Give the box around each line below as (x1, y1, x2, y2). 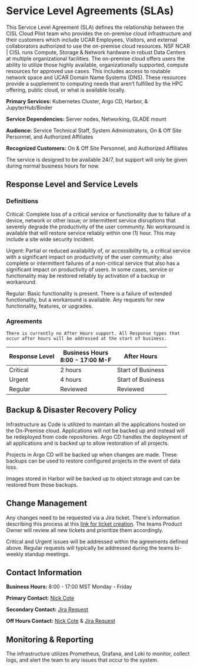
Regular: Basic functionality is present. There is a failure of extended (6, 290, 172, 297)
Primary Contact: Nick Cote (6, 595, 75, 602)
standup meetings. (24, 550, 70, 557)
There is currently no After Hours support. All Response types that (6, 330, 181, 336)
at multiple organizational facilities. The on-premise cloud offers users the (6, 55, 185, 62)
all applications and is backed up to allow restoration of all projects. (6, 440, 169, 447)
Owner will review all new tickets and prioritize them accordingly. (6, 526, 163, 533)
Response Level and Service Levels (6, 179, 138, 189)
